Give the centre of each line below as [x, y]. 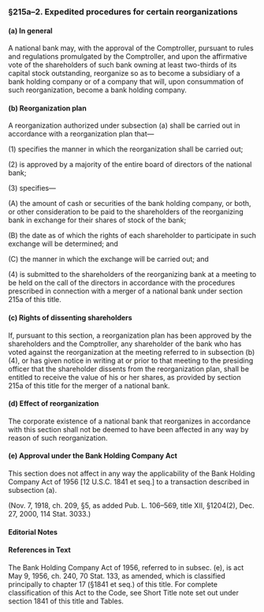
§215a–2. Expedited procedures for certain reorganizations [123, 12]
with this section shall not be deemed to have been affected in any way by [128, 429]
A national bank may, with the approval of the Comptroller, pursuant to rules [131, 48]
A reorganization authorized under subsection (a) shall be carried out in [124, 125]
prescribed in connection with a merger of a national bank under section [125, 291]
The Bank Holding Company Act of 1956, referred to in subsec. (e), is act [126, 567]
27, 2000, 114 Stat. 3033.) [50, 513]
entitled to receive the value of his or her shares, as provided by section [125, 377]
